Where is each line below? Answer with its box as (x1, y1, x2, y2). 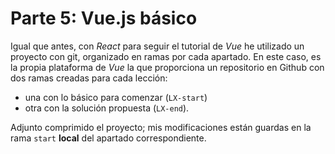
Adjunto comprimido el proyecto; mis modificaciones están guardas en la (10, 121, 312, 133)
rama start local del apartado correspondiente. (10, 132, 207, 144)
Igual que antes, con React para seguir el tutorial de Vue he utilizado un (10, 40, 305, 52)
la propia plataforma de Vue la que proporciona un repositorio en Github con (10, 61, 325, 73)
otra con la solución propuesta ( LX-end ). (24, 102, 190, 114)
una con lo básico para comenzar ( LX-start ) (24, 91, 208, 103)
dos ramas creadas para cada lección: (10, 72, 168, 84)
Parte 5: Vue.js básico (10, 7, 198, 30)
